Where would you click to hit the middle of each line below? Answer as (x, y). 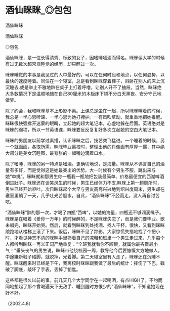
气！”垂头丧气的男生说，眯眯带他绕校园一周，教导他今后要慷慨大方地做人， (84, 250)
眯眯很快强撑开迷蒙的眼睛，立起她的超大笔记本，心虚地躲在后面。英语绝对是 (85, 123)
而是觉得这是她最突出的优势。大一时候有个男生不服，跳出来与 (91, 170)
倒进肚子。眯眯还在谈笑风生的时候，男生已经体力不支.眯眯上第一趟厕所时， (83, 183)
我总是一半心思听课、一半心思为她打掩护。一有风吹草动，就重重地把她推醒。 (85, 117)
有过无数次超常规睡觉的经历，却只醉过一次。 (52, 64)
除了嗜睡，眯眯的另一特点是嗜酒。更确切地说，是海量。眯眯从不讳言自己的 (83, 164)
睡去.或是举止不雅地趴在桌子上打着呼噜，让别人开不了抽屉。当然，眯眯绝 (86, 87)
